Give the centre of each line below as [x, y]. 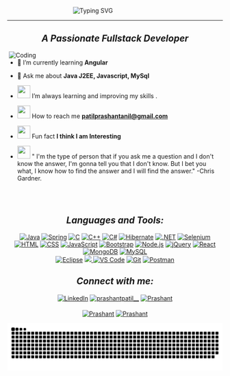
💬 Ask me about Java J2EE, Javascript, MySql [83, 75]
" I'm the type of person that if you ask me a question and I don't [123, 156]
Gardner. [29, 178]
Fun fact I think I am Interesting [76, 136]
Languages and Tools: [115, 221]
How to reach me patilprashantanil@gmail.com [100, 116]
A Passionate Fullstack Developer [115, 39]
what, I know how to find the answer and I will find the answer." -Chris [116, 171]
